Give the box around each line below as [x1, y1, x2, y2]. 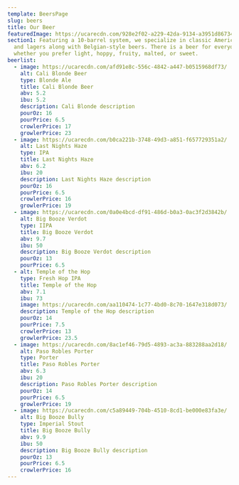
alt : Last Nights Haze [20, 143, 87, 150]
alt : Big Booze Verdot [20, 215, 87, 223]
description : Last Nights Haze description [20, 176, 152, 183]
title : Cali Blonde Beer [20, 83, 94, 90]
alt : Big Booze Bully [20, 414, 84, 421]
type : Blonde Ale [20, 76, 72, 84]
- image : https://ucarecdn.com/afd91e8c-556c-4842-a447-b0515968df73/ [14, 63, 228, 70]
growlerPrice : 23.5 [20, 334, 78, 341]
